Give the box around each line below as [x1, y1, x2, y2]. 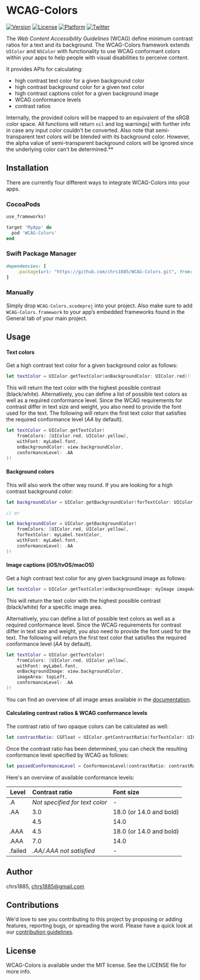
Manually [6, 288, 34, 297]
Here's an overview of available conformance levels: [6, 773, 135, 781]
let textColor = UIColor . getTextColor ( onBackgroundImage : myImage [6, 586, 174, 592]
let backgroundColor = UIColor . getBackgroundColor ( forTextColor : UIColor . [6, 499, 196, 505]
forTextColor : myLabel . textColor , [17, 532, 102, 538]
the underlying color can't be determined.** [6, 146, 114, 153]
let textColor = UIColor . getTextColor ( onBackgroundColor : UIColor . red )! [6, 374, 190, 380]
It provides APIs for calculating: [6, 65, 83, 72]
